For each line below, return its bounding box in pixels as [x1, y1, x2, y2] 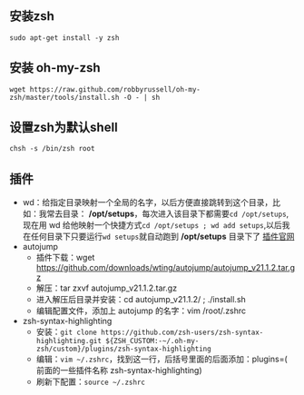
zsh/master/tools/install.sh [9, 93, 120, 102]
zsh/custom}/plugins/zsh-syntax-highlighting [35, 344, 211, 354]
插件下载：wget [35, 252, 95, 263]
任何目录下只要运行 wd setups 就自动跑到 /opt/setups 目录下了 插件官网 [30, 231, 295, 242]
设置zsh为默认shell [9, 120, 118, 135]
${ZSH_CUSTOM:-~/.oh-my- [105, 337, 200, 346]
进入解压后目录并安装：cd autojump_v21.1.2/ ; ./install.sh [35, 294, 247, 305]
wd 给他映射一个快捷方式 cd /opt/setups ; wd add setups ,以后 [48, 220, 283, 231]
